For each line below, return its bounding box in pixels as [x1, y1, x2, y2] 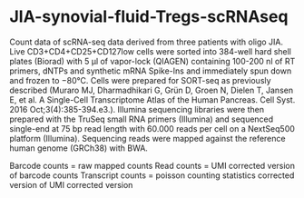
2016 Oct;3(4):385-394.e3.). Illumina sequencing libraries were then [9, 104, 265, 114]
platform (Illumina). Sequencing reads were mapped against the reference [9, 133, 286, 144]
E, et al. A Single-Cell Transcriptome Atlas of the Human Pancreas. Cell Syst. [9, 94, 296, 105]
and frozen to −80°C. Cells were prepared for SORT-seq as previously [9, 74, 271, 85]
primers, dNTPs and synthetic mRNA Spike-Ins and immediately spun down [9, 65, 292, 76]
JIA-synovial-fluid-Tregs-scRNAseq [9, 6, 289, 27]
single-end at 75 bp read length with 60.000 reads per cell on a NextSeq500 [9, 123, 295, 134]
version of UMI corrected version [9, 179, 133, 190]
